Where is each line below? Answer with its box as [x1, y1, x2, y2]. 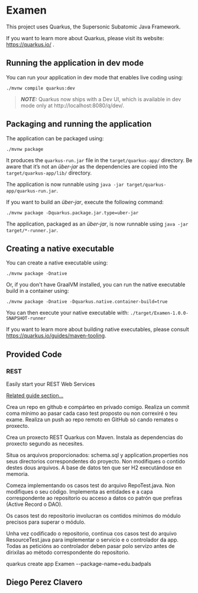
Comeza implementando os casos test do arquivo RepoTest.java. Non [6, 482, 176, 489]
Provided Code [6, 349, 62, 359]
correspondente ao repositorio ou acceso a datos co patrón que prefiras [6, 495, 183, 502]
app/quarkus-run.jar [6, 188, 57, 194]
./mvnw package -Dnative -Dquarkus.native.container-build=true [6, 299, 168, 305]
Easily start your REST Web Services [6, 381, 96, 388]
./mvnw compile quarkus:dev [6, 85, 76, 91]
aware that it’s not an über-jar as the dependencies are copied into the [6, 163, 178, 170]
